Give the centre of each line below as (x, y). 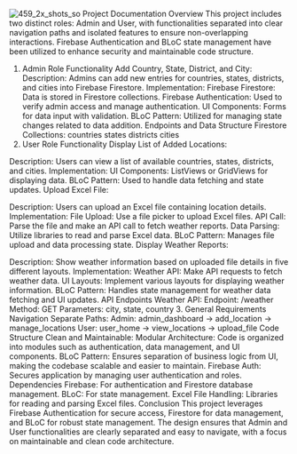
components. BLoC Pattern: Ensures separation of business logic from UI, (144, 356)
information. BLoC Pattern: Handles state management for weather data (140, 290)
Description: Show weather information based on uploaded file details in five (149, 262)
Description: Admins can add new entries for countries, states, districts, (153, 78)
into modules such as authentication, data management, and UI (125, 347)
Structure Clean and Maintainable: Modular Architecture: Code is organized (147, 337)
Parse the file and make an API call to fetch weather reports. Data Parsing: (145, 226)
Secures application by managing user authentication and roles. (125, 375)
